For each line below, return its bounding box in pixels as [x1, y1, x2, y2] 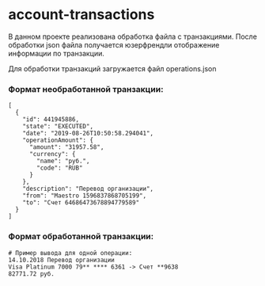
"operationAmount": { [22, 136, 93, 144]
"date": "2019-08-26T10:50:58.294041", [22, 129, 154, 138]
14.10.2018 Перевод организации [8, 256, 115, 264]
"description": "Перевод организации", [22, 185, 154, 193]
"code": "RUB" [36, 164, 83, 172]
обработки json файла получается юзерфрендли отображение [8, 40, 220, 49]
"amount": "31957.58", [28, 143, 104, 151]
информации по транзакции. [8, 48, 105, 58]
